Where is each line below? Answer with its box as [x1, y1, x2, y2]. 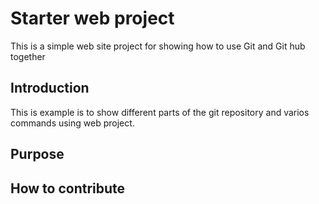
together [10, 50, 46, 62]
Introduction [10, 80, 90, 97]
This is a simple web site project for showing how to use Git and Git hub [10, 40, 306, 52]
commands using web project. [10, 117, 135, 129]
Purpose [10, 146, 65, 163]
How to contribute [10, 180, 126, 197]
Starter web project [10, 7, 175, 30]
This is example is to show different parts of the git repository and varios [10, 106, 310, 118]
